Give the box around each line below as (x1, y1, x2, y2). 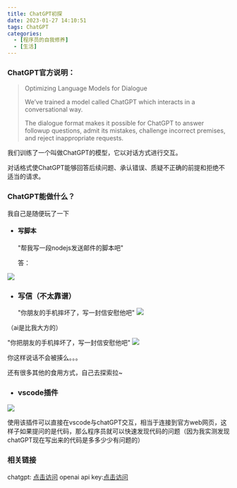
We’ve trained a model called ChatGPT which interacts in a (24, 98, 195, 106)
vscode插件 (17, 388, 59, 398)
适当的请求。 (7, 172, 44, 181)
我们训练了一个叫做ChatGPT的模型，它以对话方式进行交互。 (7, 149, 182, 157)
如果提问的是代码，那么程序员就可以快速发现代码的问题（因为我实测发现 (19, 427, 230, 436)
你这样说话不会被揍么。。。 (7, 353, 82, 362)
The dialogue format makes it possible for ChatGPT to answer (24, 119, 205, 128)
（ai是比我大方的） (7, 324, 62, 332)
